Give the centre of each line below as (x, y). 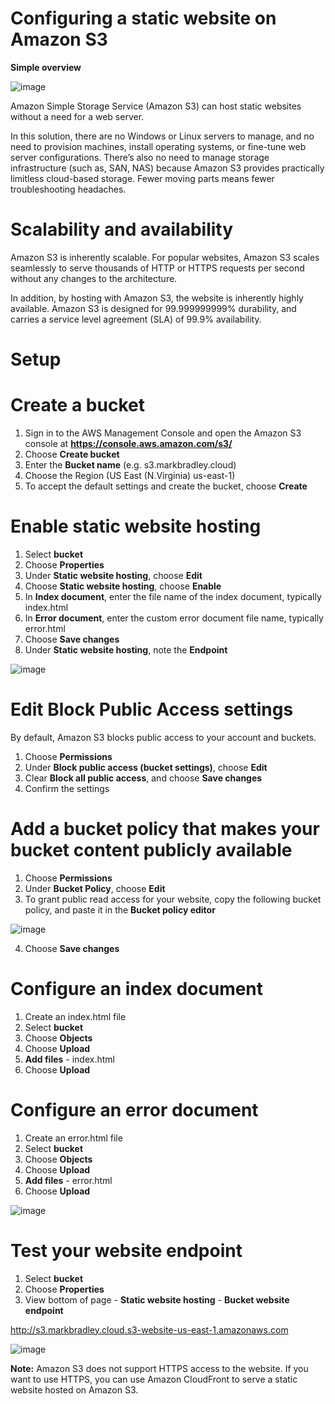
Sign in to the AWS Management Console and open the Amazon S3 (163, 433)
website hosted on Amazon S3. (74, 1389)
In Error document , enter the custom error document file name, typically (174, 618)
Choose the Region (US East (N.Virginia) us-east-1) (130, 475)
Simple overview (46, 67)
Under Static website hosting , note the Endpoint (126, 649)
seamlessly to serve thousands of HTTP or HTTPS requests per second (157, 268)
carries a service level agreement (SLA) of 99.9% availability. (136, 319)
